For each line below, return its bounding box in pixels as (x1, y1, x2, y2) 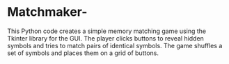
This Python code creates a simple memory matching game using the (7, 27, 207, 35)
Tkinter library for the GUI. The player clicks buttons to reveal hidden (7, 34, 204, 42)
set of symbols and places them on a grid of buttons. (7, 49, 159, 57)
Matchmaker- (7, 4, 88, 20)
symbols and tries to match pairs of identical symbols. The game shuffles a (7, 41, 223, 50)
